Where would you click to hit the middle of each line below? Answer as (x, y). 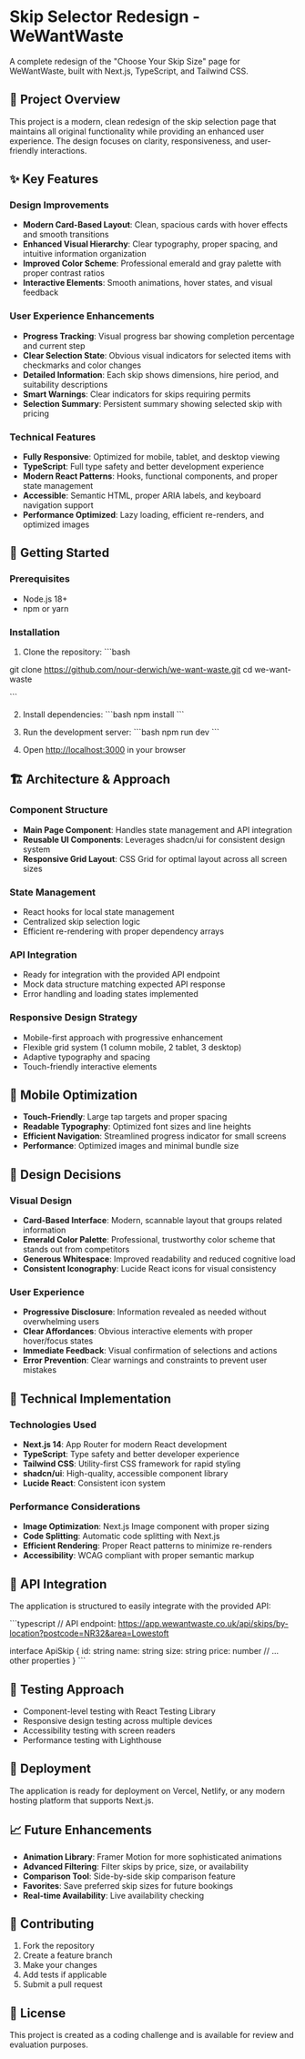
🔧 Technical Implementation (90, 1399)
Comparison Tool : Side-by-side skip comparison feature (129, 1876)
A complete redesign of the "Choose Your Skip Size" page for (125, 61)
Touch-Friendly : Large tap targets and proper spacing (125, 1117)
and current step (54, 345)
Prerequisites (40, 579)
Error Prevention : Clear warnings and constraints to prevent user (145, 1360)
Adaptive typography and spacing (86, 1057)
